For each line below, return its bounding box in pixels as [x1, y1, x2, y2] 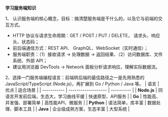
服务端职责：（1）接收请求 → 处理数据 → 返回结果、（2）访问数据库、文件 [12, 51, 163, 57]
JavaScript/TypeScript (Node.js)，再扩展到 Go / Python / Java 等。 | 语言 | [5, 81, 159, 87]
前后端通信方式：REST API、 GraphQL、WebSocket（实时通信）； [12, 45, 148, 51]
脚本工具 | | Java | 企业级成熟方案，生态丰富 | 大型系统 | [14, 106, 130, 112]
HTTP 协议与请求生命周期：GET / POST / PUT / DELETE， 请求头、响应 [12, 33, 160, 38]
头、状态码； [12, 39, 39, 45]
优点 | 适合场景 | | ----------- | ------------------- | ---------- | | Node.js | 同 [5, 87, 163, 93]
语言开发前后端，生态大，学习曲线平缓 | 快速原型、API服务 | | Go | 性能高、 [5, 93, 161, 99]
